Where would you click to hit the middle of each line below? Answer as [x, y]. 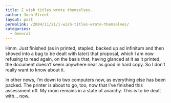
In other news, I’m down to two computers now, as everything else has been [86, 80]
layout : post [19, 19]
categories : [18, 29]
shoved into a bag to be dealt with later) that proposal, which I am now [80, 54]
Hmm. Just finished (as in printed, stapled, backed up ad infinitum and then [85, 48]
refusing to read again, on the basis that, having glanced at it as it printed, [83, 59]
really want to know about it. [35, 70]
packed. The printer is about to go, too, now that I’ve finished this [74, 85]
